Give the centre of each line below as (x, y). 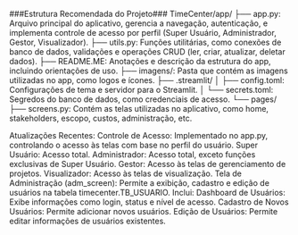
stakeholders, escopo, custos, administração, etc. (101, 118)
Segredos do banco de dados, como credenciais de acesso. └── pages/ (143, 99)
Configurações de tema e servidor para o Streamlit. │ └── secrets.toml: (141, 90)
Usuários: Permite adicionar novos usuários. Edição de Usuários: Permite (144, 211)
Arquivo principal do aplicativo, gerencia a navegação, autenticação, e (139, 23)
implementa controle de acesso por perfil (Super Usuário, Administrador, (143, 33)
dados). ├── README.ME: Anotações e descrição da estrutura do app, (140, 61)
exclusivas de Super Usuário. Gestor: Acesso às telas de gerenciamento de (148, 164)
